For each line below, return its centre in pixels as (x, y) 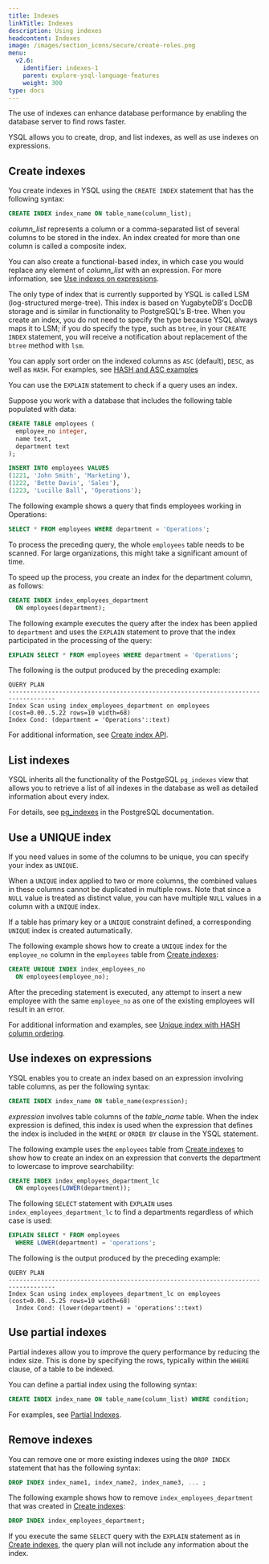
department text (43, 446)
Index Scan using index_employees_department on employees (109, 706)
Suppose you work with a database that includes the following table (120, 401)
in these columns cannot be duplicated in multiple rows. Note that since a (130, 890)
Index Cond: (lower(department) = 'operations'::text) (109, 1308)
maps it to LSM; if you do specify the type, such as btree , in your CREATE (127, 328)
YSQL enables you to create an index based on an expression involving (126, 1077)
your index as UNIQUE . (43, 865)
